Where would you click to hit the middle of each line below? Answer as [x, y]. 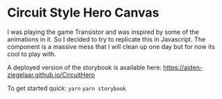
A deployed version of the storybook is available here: [85, 67]
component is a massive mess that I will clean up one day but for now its [111, 46]
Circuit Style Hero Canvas [83, 13]
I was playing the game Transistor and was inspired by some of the [103, 32]
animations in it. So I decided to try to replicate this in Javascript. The [106, 39]
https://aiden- [183, 67]
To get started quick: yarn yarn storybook [67, 88]
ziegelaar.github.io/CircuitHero [51, 75]
